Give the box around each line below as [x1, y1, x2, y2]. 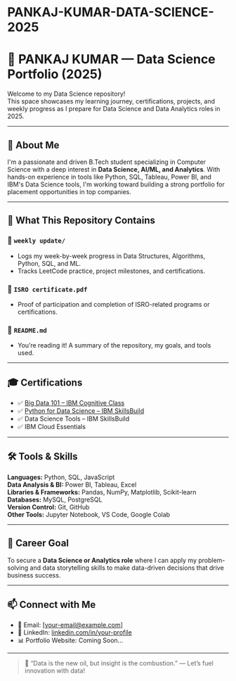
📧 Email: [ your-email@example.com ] [17, 620, 123, 630]
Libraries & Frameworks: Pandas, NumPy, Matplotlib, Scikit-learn [7, 488, 197, 496]
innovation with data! [24, 666, 86, 675]
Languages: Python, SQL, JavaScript [7, 473, 115, 481]
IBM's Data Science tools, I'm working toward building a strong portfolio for [7, 180, 225, 189]
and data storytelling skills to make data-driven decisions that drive [29, 564, 225, 572]
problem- [197, 556, 225, 564]
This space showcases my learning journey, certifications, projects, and [7, 97, 216, 106]
